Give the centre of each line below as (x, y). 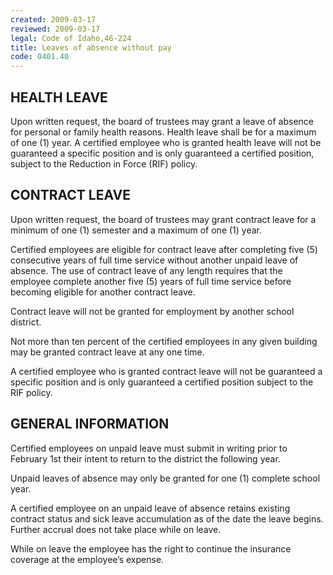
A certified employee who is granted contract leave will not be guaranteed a (166, 371)
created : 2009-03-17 (53, 19)
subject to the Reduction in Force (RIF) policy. (104, 163)
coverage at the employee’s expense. (87, 559)
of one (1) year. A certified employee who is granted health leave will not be (166, 142)
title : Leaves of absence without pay (91, 47)
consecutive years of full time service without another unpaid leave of (154, 260)
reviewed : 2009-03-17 (55, 29)
